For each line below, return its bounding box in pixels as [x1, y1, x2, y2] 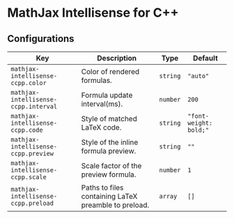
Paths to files [81, 183, 124, 192]
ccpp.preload [10, 199, 54, 207]
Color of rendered [81, 67, 140, 76]
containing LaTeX [81, 192, 138, 201]
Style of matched [81, 114, 137, 123]
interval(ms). [81, 99, 123, 109]
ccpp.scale [10, 173, 47, 181]
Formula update [81, 91, 133, 100]
